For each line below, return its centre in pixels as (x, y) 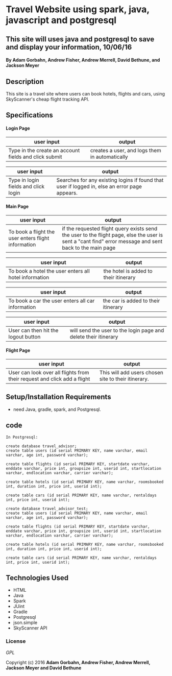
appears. (67, 192)
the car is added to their (131, 301)
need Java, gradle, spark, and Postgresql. (57, 409)
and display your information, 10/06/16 (69, 47)
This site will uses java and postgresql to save (80, 39)
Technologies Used (37, 578)
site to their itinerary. (124, 379)
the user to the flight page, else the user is (112, 235)
